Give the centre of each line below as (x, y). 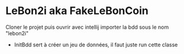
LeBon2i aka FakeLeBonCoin (77, 11)
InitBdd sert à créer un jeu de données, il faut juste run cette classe (96, 45)
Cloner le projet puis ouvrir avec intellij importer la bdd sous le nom (87, 27)
